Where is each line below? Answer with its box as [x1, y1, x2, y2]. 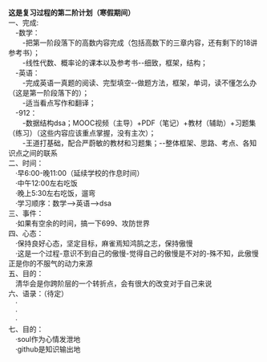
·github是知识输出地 [15, 344, 81, 354]
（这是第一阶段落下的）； [8, 88, 90, 97]
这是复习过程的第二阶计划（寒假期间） [8, 8, 135, 17]
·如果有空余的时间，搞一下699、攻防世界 [15, 218, 151, 228]
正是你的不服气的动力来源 [8, 258, 93, 268]
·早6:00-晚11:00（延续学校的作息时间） [15, 169, 144, 177]
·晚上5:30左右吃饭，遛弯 [15, 189, 96, 197]
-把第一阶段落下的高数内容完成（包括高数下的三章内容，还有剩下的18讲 [22, 38, 258, 47]
